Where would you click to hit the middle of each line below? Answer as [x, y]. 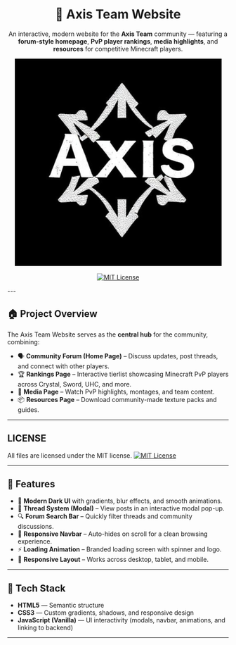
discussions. [35, 527]
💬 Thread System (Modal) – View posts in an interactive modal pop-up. [121, 508]
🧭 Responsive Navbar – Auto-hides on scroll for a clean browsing [113, 534]
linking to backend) [45, 628]
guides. [28, 409]
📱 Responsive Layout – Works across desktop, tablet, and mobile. [113, 560]
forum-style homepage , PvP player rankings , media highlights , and [118, 41]
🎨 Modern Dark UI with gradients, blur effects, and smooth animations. [120, 501]
